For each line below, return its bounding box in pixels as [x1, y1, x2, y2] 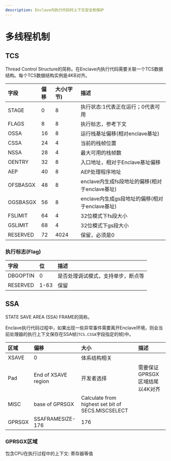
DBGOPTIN [8, 272, 35, 279]
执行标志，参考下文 [80, 120, 127, 128]
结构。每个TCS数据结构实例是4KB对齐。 [5, 72, 90, 78]
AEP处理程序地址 [80, 168, 121, 175]
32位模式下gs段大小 [80, 222, 129, 229]
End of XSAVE [34, 371, 68, 378]
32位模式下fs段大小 [80, 212, 128, 220]
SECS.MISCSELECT [81, 407, 128, 414]
